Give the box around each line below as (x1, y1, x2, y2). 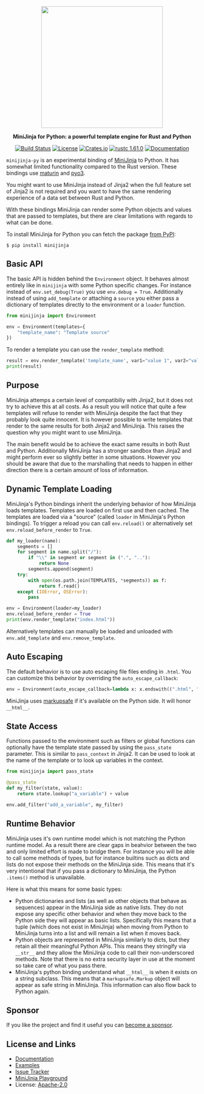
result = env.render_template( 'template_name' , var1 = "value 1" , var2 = (6, 358, 189, 364)
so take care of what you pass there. (15, 961, 107, 969)
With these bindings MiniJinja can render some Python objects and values (6, 206, 192, 213)
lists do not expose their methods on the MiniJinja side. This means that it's (6, 860, 195, 868)
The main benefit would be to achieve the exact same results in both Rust (6, 441, 190, 448)
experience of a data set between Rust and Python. (6, 194, 135, 201)
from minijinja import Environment (6, 313, 97, 319)
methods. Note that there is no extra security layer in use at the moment (15, 955, 195, 963)
